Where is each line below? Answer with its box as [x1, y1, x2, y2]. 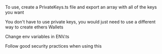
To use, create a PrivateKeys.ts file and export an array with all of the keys [5, 4, 157, 10]
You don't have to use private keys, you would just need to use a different [5, 19, 156, 25]
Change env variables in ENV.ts [5, 34, 70, 39]
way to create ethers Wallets [5, 24, 64, 30]
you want [5, 9, 24, 15]
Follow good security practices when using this [5, 43, 102, 49]
